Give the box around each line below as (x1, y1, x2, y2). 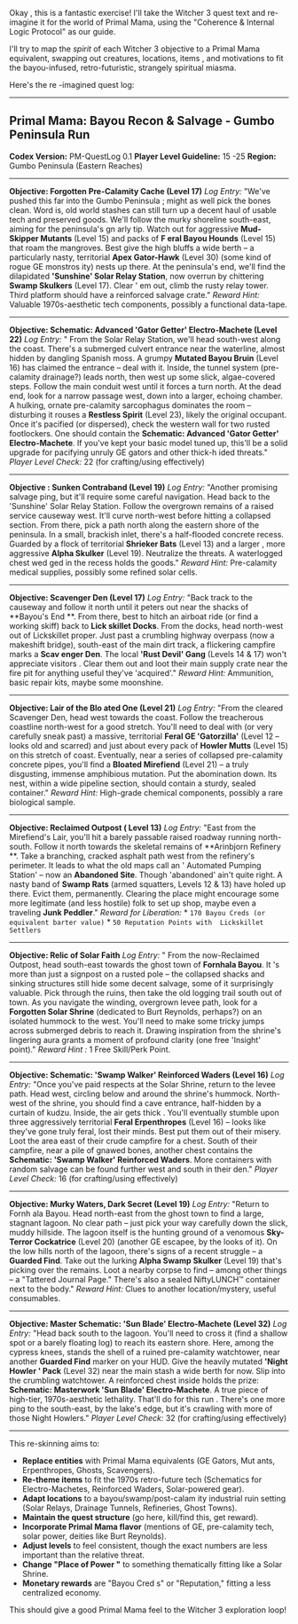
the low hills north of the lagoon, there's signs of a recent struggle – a (9, 1245, 263, 1256)
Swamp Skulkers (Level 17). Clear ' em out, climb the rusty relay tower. (9, 279, 269, 291)
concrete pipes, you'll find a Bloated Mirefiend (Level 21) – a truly (9, 758, 249, 770)
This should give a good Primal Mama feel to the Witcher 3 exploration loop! (9, 1604, 286, 1615)
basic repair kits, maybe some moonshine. (9, 677, 164, 687)
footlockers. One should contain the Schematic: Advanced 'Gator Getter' (9, 428, 279, 438)
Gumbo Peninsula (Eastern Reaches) (9, 160, 144, 171)
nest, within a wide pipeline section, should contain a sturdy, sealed (9, 778, 256, 788)
